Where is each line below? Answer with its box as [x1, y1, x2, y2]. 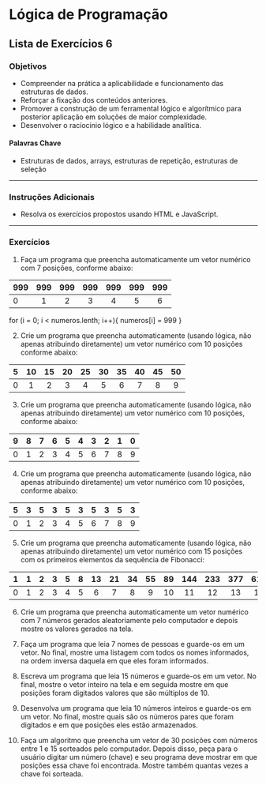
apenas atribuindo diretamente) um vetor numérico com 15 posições [20, 546, 243, 556]
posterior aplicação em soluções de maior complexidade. [20, 112, 208, 122]
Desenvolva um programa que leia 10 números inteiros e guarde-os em [20, 703, 252, 712]
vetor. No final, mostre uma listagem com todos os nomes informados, [20, 648, 249, 657]
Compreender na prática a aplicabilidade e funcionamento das [20, 78, 224, 88]
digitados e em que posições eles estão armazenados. [20, 720, 198, 730]
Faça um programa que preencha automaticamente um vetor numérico [20, 254, 251, 264]
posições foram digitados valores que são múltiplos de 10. [20, 688, 210, 697]
